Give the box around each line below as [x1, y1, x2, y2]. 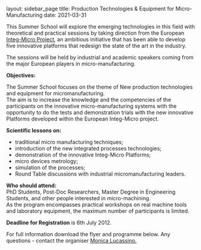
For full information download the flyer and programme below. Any [6, 231, 171, 237]
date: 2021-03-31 [44, 11, 87, 19]
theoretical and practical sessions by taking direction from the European [6, 29, 185, 37]
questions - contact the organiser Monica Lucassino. [6, 237, 137, 244]
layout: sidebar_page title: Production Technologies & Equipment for [6, 5, 175, 12]
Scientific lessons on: [6, 127, 62, 134]
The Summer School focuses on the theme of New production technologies [6, 83, 193, 91]
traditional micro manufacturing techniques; [14, 138, 124, 146]
